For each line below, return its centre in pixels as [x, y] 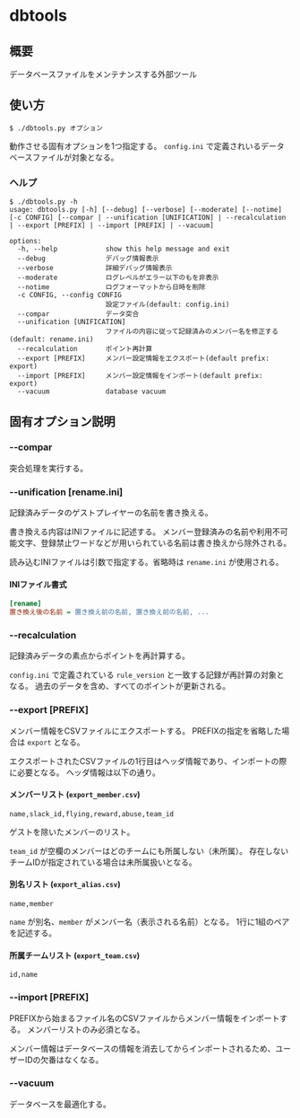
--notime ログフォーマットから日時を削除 [111, 287]
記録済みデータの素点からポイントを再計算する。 [99, 656]
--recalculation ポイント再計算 [85, 349]
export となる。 [56, 742]
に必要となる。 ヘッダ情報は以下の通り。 [85, 772]
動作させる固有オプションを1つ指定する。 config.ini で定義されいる [135, 145]
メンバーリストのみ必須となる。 [86, 1029]
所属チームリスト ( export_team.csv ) [75, 955]
